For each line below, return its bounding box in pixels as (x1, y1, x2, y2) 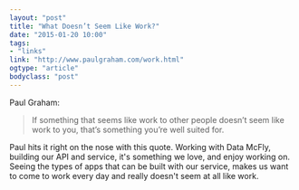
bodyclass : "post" (9, 72, 79, 81)
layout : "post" (9, 13, 67, 23)
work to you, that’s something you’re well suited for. (31, 124, 225, 135)
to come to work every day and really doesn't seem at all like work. (9, 170, 259, 181)
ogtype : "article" (9, 64, 79, 73)
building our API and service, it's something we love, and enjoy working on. (9, 151, 290, 162)
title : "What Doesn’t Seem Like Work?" (9, 22, 160, 31)
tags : (9, 38, 30, 48)
